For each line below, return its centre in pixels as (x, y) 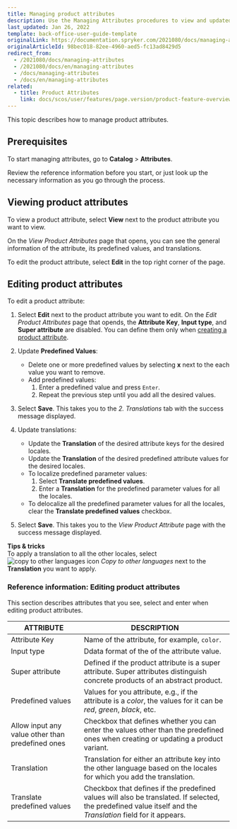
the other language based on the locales (150, 767)
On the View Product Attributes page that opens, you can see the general (114, 241)
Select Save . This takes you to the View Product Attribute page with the (121, 525)
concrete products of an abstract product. (153, 680)
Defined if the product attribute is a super (152, 663)
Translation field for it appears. (135, 815)
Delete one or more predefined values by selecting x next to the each (129, 365)
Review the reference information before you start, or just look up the (108, 172)
